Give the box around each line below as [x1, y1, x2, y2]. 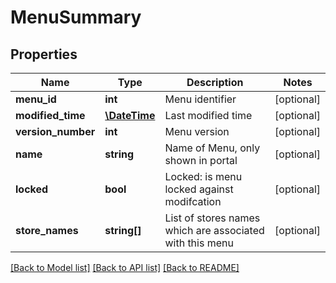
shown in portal [164, 154, 238, 167]
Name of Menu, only [164, 141, 261, 155]
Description [186, 76, 244, 89]
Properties [10, 46, 78, 63]
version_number [15, 125, 96, 138]
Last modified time [164, 109, 253, 122]
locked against [164, 182, 234, 196]
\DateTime [104, 109, 156, 122]
